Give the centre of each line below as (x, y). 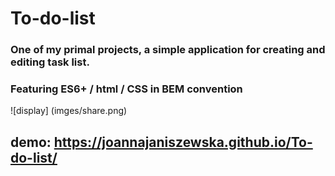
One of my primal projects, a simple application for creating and (168, 50)
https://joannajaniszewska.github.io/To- (183, 142)
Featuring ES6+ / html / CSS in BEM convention (126, 89)
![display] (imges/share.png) (69, 111)
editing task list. (50, 62)
